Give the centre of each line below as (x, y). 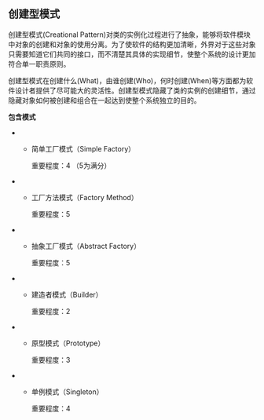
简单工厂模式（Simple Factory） (83, 148)
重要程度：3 (51, 360)
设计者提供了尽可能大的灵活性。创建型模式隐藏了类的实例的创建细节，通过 (135, 90)
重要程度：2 (51, 311)
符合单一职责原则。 (39, 64)
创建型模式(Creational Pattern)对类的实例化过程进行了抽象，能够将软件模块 (130, 35)
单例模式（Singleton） (67, 392)
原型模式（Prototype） (68, 343)
